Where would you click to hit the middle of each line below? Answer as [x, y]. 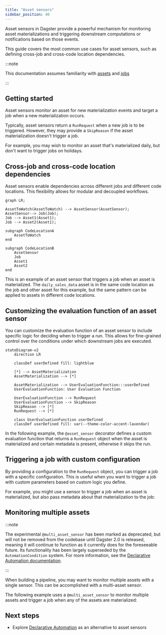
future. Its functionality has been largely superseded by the [66, 550]
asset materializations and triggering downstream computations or [73, 34]
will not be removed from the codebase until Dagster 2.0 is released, [75, 539]
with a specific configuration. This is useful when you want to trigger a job [81, 476]
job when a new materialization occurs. [45, 116]
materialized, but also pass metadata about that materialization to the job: [80, 497]
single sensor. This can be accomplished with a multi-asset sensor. [74, 585]
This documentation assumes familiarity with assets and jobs [67, 73]
